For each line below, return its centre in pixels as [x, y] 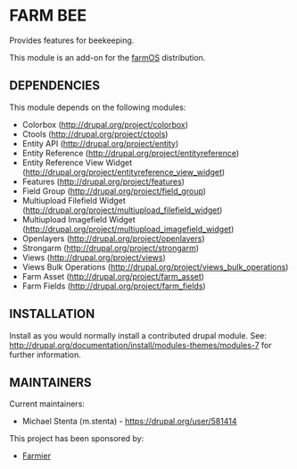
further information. [45, 355]
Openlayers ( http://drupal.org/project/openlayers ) [113, 239]
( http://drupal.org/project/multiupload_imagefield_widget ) [128, 229]
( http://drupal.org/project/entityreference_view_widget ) [124, 172]
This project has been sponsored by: [77, 439]
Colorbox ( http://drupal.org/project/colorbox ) [105, 124]
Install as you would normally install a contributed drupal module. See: [138, 335]
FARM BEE [48, 16]
